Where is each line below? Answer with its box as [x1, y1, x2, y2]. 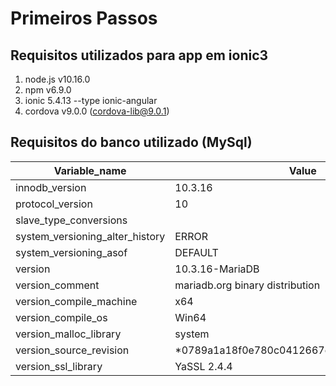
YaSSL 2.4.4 [174, 359, 233, 373]
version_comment [15, 278, 100, 292]
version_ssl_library [15, 359, 103, 373]
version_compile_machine [15, 294, 138, 308]
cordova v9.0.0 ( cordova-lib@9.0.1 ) [24, 105, 170, 117]
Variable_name [53, 163, 127, 177]
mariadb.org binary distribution [174, 278, 321, 292]
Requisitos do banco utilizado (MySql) [10, 134, 253, 151]
